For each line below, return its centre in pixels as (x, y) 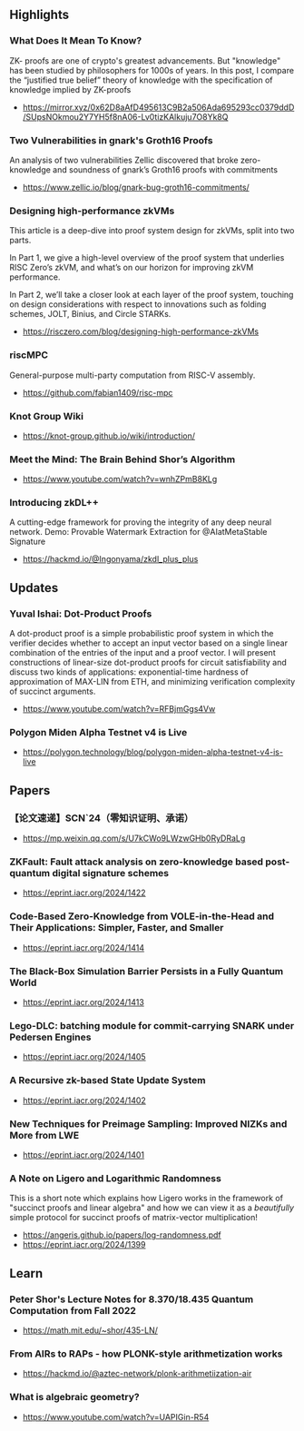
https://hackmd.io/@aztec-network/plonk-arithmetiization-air (137, 1374)
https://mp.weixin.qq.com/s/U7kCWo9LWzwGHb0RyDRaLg (134, 838)
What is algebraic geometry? (74, 1397)
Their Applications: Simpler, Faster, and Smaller (117, 928)
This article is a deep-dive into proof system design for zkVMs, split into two (152, 231)
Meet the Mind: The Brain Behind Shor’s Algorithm (123, 459)
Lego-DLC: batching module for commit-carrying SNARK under (152, 1025)
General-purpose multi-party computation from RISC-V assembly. (132, 375)
